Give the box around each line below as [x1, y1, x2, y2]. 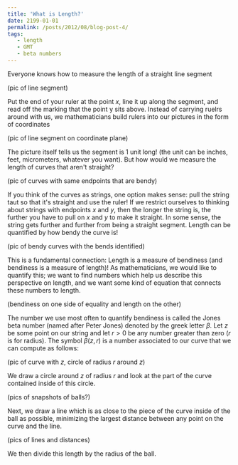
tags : [7, 30, 23, 38]
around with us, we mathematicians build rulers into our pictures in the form [7, 112, 229, 121]
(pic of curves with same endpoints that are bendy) [7, 176, 158, 185]
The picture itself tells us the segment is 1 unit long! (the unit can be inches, [7, 147, 229, 156]
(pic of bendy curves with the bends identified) [7, 241, 146, 250]
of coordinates [7, 120, 50, 128]
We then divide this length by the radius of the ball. [7, 449, 156, 458]
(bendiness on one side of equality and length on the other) [7, 300, 182, 308]
